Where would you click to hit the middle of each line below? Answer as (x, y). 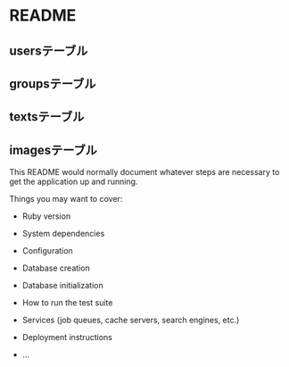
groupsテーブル (53, 83)
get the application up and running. (74, 182)
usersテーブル (49, 50)
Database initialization (63, 286)
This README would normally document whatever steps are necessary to (144, 172)
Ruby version (46, 216)
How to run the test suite (67, 303)
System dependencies (63, 234)
